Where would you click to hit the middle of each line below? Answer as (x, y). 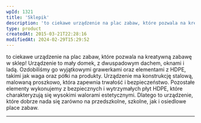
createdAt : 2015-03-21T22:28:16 (46, 34)
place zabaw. (22, 108)
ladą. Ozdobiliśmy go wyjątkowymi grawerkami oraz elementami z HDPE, (96, 69)
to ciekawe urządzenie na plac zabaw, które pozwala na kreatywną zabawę (99, 57)
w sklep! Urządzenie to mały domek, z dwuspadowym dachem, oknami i (95, 63)
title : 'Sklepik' (28, 17)
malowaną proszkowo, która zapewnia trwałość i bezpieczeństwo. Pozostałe (100, 82)
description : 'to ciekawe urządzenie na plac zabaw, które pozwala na (96, 23)
